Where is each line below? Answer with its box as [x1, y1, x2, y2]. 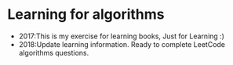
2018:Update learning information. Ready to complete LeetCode [18, 39, 225, 49]
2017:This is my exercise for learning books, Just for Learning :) [18, 31, 225, 41]
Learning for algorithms [7, 5, 165, 23]
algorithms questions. [18, 48, 89, 57]
